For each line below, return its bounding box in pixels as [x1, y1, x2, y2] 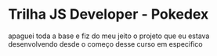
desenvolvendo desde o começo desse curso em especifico [8, 39, 203, 48]
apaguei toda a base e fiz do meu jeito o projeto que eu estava [8, 31, 210, 40]
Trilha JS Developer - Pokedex [8, 5, 209, 23]
